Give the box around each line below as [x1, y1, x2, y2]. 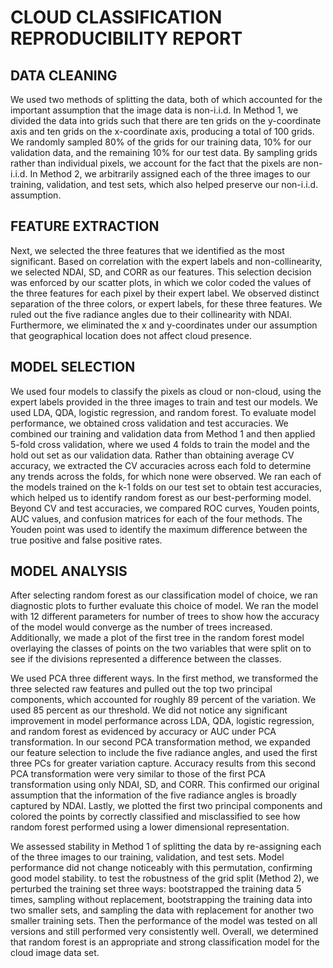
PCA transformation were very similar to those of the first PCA [10, 768, 266, 780]
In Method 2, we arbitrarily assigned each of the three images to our [29, 168, 311, 180]
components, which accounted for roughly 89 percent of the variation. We [10, 694, 317, 706]
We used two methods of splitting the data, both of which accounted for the [10, 94, 323, 105]
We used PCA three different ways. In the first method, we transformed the [10, 672, 319, 685]
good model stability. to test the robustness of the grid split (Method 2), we [10, 872, 320, 885]
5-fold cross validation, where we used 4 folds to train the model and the [10, 438, 310, 450]
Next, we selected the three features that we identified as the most [10, 244, 285, 256]
